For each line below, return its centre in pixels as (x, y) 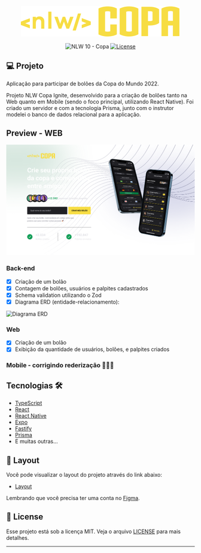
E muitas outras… (36, 441)
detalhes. (18, 537)
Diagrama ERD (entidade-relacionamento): (67, 302)
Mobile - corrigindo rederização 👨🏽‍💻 (60, 365)
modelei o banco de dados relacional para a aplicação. (74, 114)
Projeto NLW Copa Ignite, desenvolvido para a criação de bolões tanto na (97, 95)
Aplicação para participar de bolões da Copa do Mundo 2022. (83, 84)
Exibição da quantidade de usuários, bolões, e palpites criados (92, 349)
